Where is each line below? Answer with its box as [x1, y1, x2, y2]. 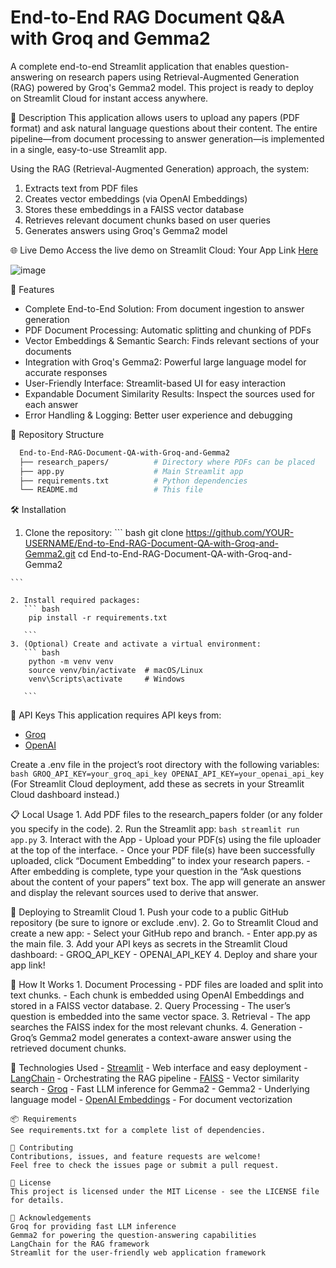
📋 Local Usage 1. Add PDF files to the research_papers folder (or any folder [10, 809, 323, 821]
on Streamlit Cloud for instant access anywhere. [10, 92, 209, 104]
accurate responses [24, 366, 108, 378]
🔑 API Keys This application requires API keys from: [10, 709, 222, 721]
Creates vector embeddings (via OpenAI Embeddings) [24, 192, 248, 205]
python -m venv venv [28, 657, 114, 667]
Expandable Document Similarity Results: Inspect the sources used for [24, 387, 315, 400]
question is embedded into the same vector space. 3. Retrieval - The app [10, 1011, 311, 1023]
